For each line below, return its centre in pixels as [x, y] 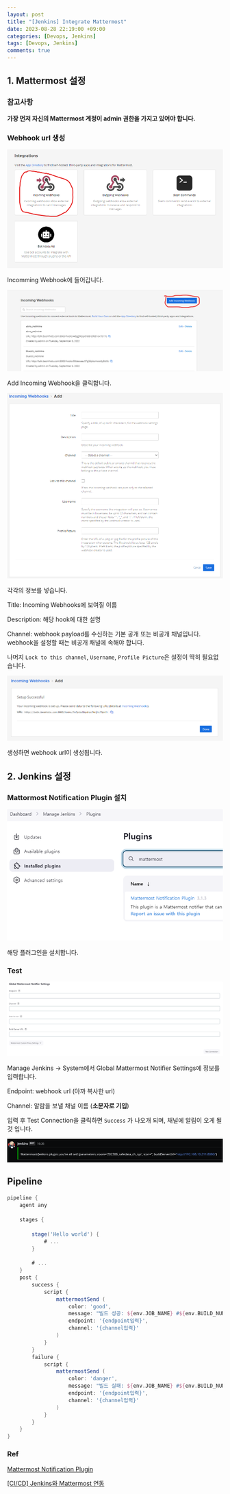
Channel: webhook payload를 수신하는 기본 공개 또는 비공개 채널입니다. [104, 634]
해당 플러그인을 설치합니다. [43, 952]
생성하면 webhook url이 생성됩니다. [55, 753]
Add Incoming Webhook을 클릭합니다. [59, 383]
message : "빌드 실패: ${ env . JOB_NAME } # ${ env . [133, 1386]
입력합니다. [22, 1076]
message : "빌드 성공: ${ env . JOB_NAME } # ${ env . [133, 1314]
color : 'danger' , [93, 1379]
